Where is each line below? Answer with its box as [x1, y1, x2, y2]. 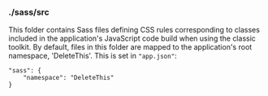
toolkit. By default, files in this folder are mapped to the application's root [8, 42, 253, 52]
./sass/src [8, 7, 50, 18]
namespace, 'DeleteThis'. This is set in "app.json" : [8, 51, 177, 61]
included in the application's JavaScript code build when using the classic [8, 33, 256, 43]
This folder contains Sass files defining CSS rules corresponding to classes [8, 25, 260, 35]
